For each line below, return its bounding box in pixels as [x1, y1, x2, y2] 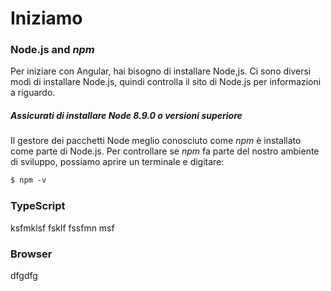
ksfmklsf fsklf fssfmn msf [10, 222, 115, 234]
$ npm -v [10, 175, 47, 186]
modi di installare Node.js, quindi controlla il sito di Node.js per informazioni [10, 76, 322, 88]
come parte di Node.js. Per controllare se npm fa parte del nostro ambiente [10, 145, 320, 157]
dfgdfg [10, 269, 38, 281]
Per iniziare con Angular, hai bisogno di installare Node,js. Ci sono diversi [10, 65, 312, 77]
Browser [10, 247, 53, 261]
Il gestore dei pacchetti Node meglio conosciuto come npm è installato [10, 135, 302, 147]
